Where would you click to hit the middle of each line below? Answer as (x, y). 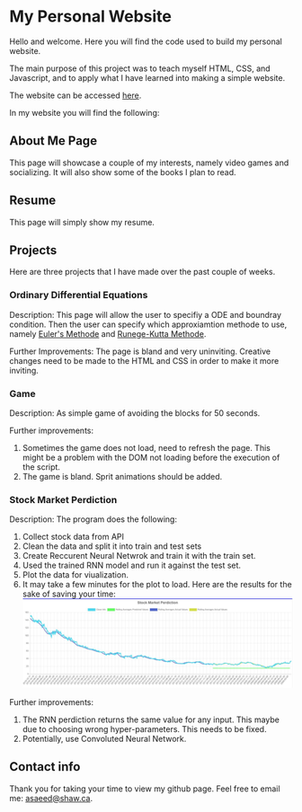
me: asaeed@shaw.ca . (51, 798)
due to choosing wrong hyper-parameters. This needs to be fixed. (144, 728)
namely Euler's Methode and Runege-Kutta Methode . (108, 333)
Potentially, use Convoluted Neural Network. (104, 738)
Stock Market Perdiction (63, 499)
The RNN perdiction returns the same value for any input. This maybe (151, 719)
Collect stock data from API (73, 537)
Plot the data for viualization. (75, 575)
